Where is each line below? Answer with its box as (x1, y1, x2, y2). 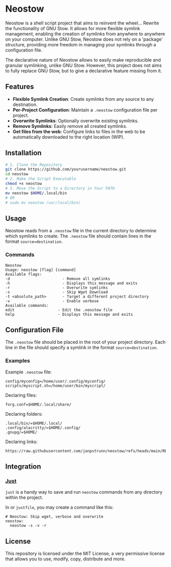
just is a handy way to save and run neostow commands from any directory (5, 489, 163, 495)
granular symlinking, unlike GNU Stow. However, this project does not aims (5, 62, 162, 68)
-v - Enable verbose (5, 299, 99, 304)
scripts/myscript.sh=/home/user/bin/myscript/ (5, 383, 106, 388)
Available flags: (5, 272, 42, 277)
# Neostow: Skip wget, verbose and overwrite (5, 514, 103, 520)
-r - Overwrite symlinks (5, 285, 108, 290)
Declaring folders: (5, 411, 43, 417)
